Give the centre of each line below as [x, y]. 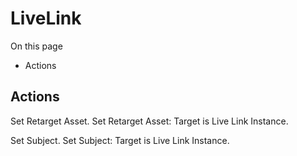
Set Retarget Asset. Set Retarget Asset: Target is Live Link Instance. [149, 121]
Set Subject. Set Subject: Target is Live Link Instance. [120, 140]
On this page [36, 46]
